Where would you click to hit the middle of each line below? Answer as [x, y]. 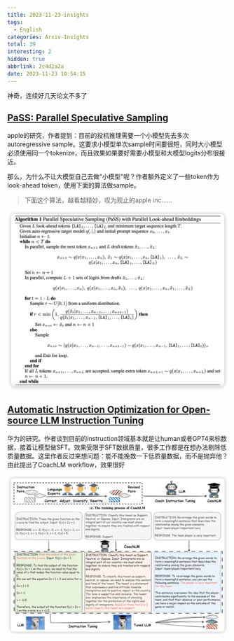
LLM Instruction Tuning [92, 421]
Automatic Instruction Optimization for [94, 410]
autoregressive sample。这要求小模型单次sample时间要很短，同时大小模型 [115, 144]
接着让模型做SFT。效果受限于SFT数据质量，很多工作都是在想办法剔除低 [123, 447]
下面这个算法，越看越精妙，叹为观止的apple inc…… [98, 200]
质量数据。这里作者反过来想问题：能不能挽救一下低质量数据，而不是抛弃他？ [118, 456]
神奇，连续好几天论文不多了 [47, 95]
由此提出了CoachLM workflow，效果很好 [66, 465]
